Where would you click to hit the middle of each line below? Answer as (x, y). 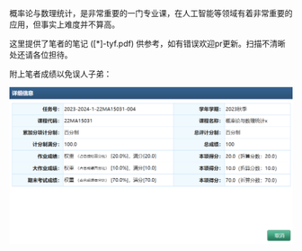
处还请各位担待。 (41, 55)
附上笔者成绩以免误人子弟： (61, 74)
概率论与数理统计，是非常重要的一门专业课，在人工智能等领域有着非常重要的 (151, 13)
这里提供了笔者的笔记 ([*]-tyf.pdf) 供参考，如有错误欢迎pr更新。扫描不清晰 (147, 44)
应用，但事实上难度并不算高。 (64, 24)
